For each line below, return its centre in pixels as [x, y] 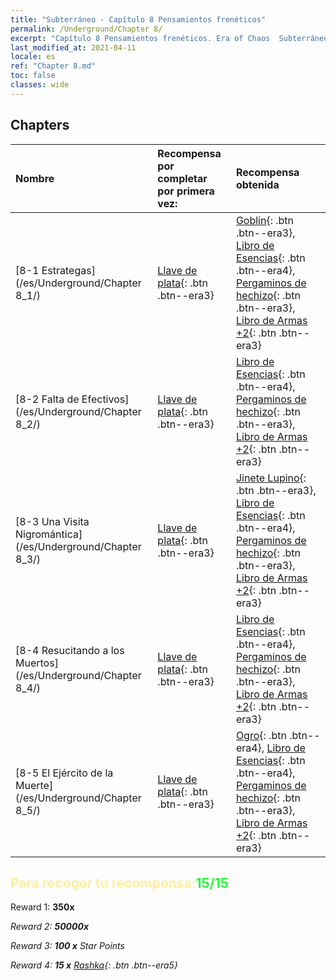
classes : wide [40, 85]
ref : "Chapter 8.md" [53, 66]
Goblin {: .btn [265, 220]
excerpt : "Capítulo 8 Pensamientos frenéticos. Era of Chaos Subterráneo [169, 38]
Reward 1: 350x [42, 907]
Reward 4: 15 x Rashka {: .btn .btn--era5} [94, 965]
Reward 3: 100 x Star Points [67, 946]
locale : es [33, 57]
